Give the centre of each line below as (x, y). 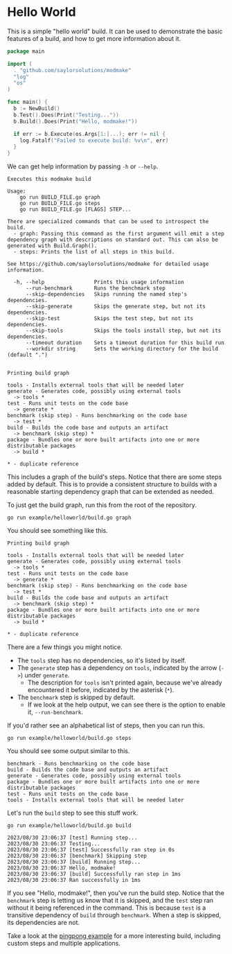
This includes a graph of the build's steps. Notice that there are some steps (115, 477)
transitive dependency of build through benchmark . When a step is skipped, (114, 915)
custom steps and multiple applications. (64, 944)
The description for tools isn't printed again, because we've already (125, 682)
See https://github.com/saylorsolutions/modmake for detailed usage (108, 264)
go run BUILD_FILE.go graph (60, 197)
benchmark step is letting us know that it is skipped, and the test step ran (110, 901)
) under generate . (45, 675)
